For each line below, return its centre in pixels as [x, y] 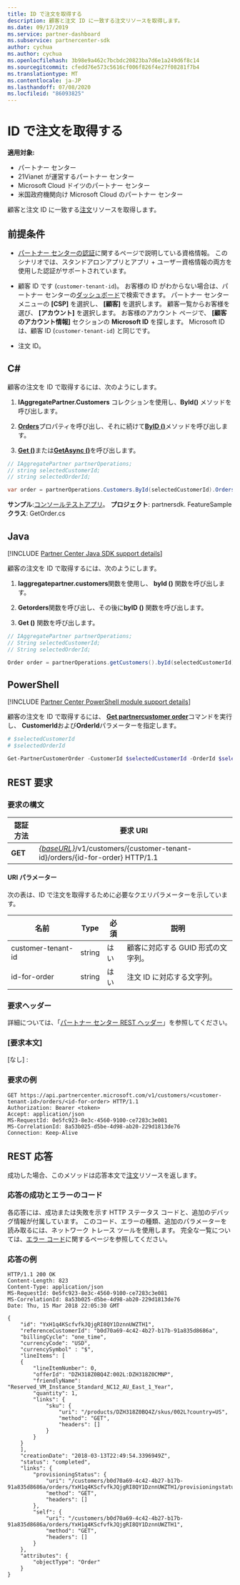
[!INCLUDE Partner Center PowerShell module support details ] [99, 702]
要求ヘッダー [30, 1005]
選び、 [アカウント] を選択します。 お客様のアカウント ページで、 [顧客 [122, 312]
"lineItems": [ [43, 1356]
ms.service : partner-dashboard [54, 34]
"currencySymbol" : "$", [57, 1350]
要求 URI [134, 830]
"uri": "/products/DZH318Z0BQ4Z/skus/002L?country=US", [143, 1412]
